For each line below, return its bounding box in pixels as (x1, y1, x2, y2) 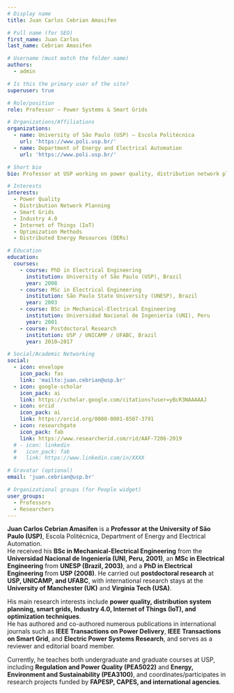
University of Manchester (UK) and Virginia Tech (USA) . (7, 584, 172, 593)
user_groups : (7, 493, 45, 500)
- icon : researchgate (13, 422, 77, 429)
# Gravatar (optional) (7, 467, 73, 475)
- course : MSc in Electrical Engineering (19, 286, 141, 293)
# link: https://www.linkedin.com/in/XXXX (13, 454, 145, 461)
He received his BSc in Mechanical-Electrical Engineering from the (7, 547, 203, 556)
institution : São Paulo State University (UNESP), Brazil (25, 292, 198, 300)
